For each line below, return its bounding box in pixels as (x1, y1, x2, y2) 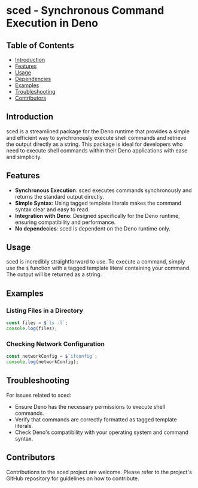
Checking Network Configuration (6, 340, 105, 348)
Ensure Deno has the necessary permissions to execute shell (14, 403, 166, 410)
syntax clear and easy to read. (14, 205, 90, 213)
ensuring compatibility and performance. (14, 218, 116, 226)
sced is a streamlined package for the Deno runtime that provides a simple (6, 127, 190, 135)
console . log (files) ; (6, 325, 58, 331)
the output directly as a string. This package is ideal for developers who (6, 140, 184, 148)
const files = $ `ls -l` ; (6, 320, 68, 326)
